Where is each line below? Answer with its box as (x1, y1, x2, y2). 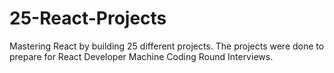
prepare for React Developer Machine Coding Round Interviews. (9, 50, 274, 62)
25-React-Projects (9, 7, 167, 30)
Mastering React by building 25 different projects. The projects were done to (9, 40, 325, 52)
